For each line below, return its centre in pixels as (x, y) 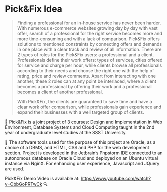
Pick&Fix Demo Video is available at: (42, 178)
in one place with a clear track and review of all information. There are (89, 49)
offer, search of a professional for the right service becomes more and (89, 33)
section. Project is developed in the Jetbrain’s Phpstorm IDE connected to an (84, 153)
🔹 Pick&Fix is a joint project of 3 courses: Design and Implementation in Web (83, 122)
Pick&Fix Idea (34, 9)
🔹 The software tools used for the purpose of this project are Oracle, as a (80, 142)
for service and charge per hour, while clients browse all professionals (89, 65)
